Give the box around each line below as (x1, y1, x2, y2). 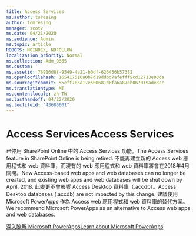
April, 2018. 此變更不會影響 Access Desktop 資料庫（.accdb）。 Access (6, 183, 177, 191)
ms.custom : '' (6, 63, 41, 70)
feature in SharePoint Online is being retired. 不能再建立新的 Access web (6, 155, 182, 162)
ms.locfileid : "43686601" (6, 101, 69, 108)
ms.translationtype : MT (6, 86, 65, 91)
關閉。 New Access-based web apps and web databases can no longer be (6, 169, 187, 177)
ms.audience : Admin (6, 36, 54, 42)
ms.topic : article (6, 42, 51, 48)
